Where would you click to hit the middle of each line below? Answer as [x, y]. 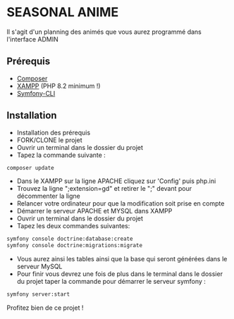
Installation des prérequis [54, 132]
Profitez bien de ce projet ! [45, 308]
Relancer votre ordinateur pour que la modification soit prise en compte [121, 204]
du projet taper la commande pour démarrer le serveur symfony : [111, 282]
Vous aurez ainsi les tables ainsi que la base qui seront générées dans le [122, 259]
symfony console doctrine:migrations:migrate [74, 246]
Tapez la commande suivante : [61, 155]
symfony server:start [38, 294]
